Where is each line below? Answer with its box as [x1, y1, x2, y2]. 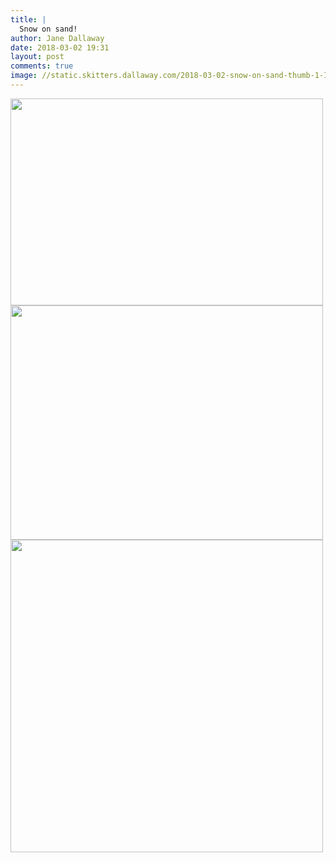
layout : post [10, 52, 65, 62]
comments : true [10, 61, 74, 71]
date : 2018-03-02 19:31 [10, 42, 110, 53]
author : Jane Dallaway [10, 33, 105, 43]
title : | [10, 14, 47, 25]
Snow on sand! [19, 24, 78, 34]
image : [10, 71, 38, 81]
